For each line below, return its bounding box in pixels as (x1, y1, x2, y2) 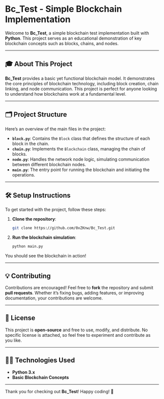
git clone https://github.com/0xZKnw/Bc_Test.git (12, 225, 116, 231)
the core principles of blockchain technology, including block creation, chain (5, 80, 159, 86)
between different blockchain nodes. (12, 161, 86, 167)
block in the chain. (12, 141, 50, 147)
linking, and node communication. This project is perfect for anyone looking (5, 86, 157, 92)
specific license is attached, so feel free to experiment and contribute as (5, 332, 151, 338)
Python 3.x (12, 369, 35, 375)
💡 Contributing (5, 272, 51, 280)
